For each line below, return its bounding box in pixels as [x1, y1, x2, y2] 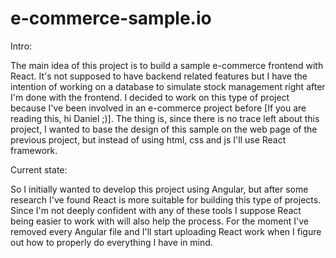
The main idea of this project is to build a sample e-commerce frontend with [10, 59, 324, 71]
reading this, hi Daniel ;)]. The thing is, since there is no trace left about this [10, 112, 320, 124]
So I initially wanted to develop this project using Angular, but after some [10, 183, 309, 195]
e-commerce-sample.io [10, 7, 212, 30]
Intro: [10, 40, 33, 52]
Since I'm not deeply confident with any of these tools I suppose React [10, 204, 302, 216]
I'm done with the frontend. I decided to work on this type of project [10, 91, 290, 103]
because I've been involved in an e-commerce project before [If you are [10, 102, 307, 114]
